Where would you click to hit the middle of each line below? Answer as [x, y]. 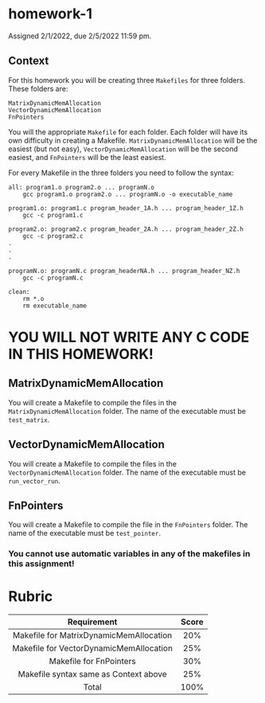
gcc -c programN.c [53, 278]
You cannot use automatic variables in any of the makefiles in [129, 554]
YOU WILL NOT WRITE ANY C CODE [129, 337]
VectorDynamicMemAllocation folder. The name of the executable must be [127, 472]
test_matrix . [29, 420]
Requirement [92, 622]
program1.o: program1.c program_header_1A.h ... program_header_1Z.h [126, 208]
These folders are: [38, 88]
